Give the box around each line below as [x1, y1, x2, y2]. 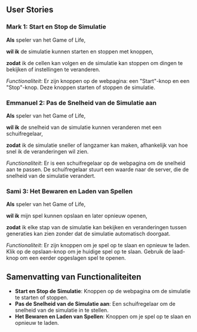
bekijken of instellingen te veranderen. [6, 66, 100, 73]
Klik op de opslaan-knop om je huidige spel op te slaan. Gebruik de [6, 248, 171, 256]
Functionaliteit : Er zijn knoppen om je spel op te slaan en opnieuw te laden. [6, 242, 190, 249]
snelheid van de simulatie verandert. [6, 172, 96, 179]
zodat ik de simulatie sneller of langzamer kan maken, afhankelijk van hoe [6, 142, 188, 149]
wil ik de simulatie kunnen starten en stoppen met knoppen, [6, 48, 154, 55]
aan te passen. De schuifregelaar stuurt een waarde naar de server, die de [6, 165, 189, 173]
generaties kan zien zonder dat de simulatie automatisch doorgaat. [6, 230, 171, 238]
